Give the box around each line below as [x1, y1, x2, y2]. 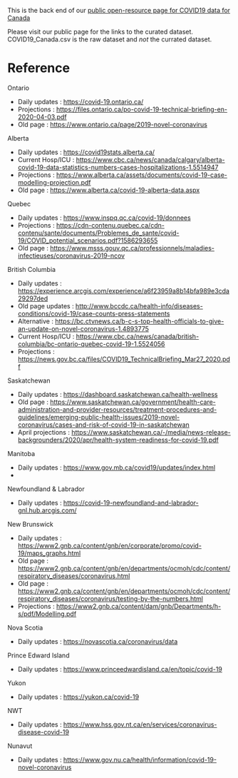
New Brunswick [7, 520, 53, 528]
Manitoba [7, 449, 36, 458]
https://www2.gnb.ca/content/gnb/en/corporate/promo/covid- [17, 541, 202, 550]
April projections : [17, 428, 70, 436]
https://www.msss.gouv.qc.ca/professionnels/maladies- [49, 243, 215, 252]
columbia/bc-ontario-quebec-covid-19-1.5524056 [17, 339, 165, 348]
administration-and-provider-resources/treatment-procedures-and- [17, 405, 217, 413]
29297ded [17, 294, 48, 303]
